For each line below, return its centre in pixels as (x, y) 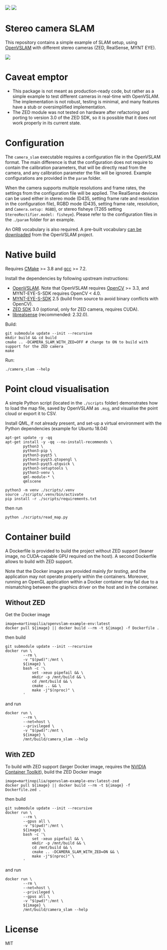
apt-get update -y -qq (29, 438)
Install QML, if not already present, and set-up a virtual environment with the (83, 423)
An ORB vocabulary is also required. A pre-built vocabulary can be (74, 229)
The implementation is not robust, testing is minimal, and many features (86, 101)
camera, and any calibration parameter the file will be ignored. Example (78, 173)
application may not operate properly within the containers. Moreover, (77, 576)
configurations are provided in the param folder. (53, 178)
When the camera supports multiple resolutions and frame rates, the (75, 188)
